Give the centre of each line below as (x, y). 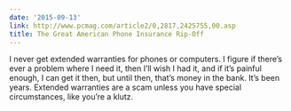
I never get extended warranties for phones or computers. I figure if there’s (145, 59)
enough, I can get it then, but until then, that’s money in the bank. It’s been (145, 78)
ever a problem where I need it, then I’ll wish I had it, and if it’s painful (135, 68)
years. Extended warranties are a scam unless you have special (126, 87)
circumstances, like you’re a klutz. (71, 97)
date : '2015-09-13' (45, 17)
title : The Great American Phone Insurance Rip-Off (106, 34)
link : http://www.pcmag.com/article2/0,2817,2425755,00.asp (123, 26)
